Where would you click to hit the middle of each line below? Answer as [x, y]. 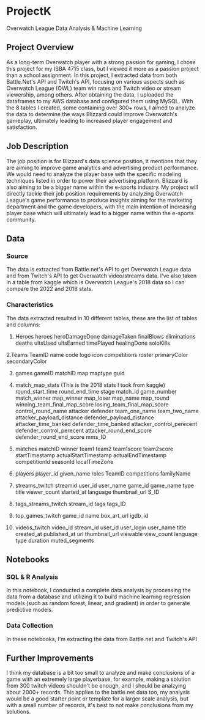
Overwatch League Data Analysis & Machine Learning [74, 28]
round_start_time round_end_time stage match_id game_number [96, 391]
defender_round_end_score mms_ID [61, 437]
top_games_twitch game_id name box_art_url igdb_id [82, 515]
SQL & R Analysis [32, 577]
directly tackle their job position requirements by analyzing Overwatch [95, 193]
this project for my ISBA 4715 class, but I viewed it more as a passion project [102, 68]
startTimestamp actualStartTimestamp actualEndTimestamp [91, 455]
